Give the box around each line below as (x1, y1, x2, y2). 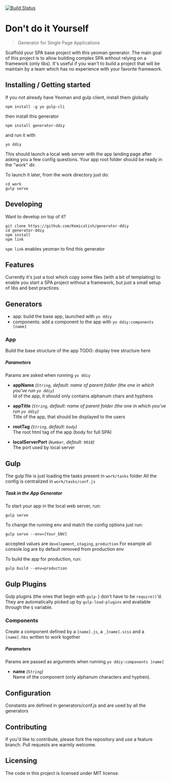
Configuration (5, 688, 51, 698)
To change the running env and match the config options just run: (5, 522, 143, 528)
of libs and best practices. (5, 285, 60, 291)
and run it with (5, 132, 36, 138)
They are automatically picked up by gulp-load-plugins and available (5, 599, 151, 605)
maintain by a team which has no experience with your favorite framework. (5, 65, 162, 72)
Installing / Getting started (5, 81, 91, 90)
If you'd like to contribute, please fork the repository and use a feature (5, 736, 153, 742)
